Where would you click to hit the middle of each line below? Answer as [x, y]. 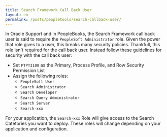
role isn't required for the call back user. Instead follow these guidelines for [83, 50]
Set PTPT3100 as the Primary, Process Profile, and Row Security [78, 65]
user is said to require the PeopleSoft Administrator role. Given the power [83, 39]
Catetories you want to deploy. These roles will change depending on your [83, 124]
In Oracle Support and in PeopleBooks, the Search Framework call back [80, 34]
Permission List [29, 71]
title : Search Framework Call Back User [49, 10]
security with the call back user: [39, 55]
